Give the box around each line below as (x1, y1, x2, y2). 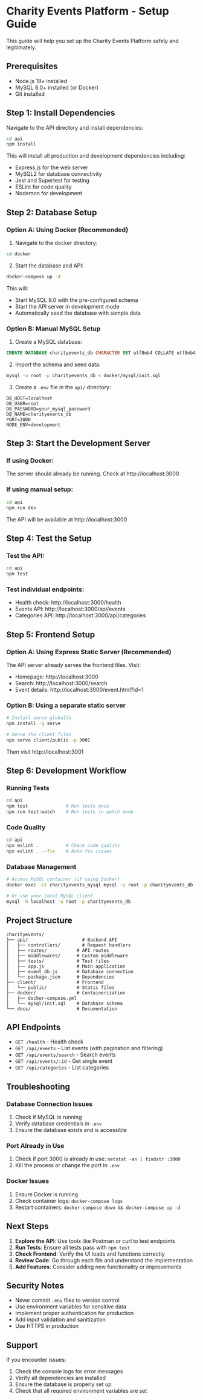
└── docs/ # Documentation (6, 1005, 118, 1012)
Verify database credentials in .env (14, 1120, 102, 1127)
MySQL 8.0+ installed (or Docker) (14, 84, 98, 91)
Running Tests (6, 784, 50, 792)
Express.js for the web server (14, 164, 89, 171)
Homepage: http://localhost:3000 (14, 673, 98, 680)
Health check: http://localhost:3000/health (14, 599, 121, 606)
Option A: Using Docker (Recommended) (6, 226, 129, 234)
